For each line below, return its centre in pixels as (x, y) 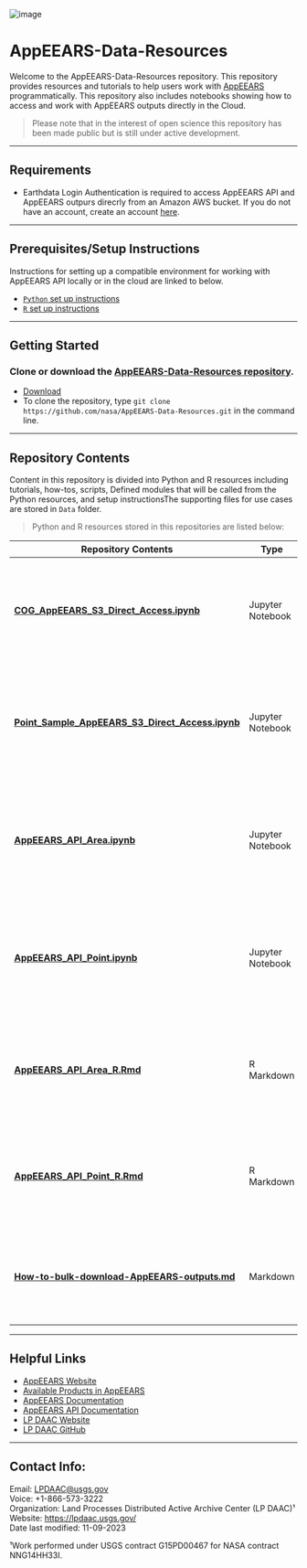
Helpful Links (48, 1359)
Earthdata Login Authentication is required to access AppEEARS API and (159, 192)
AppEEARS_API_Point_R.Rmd (79, 1177)
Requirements (50, 171)
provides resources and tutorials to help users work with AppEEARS (137, 86)
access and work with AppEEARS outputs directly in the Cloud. (128, 105)
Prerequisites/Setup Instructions (105, 249)
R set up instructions (61, 308)
